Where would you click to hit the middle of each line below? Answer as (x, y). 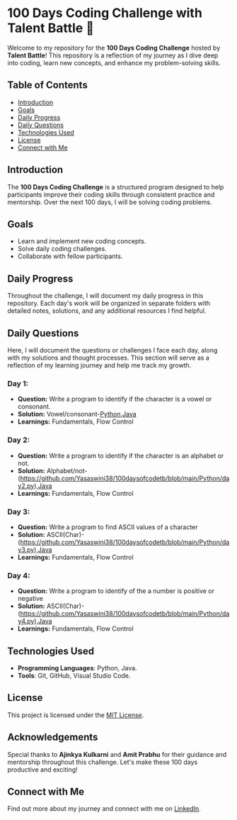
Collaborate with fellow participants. (70, 256)
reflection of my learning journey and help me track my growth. (99, 365)
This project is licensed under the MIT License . (76, 715)
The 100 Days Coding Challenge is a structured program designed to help (116, 187)
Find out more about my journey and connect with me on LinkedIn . (104, 809)
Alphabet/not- (67, 470)
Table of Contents (48, 85)
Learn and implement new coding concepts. (82, 241)
